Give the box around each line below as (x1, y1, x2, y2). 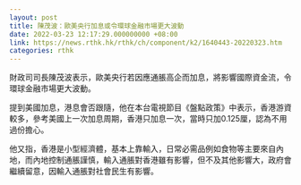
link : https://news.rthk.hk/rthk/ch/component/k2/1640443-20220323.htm (9, 38, 282, 47)
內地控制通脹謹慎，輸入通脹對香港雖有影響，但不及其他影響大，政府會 (32, 155, 292, 165)
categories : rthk (9, 46, 74, 55)
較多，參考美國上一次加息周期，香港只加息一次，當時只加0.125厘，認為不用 (9, 114, 288, 124)
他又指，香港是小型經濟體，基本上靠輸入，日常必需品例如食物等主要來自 (9, 144, 276, 155)
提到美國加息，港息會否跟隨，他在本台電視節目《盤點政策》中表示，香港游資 (9, 102, 292, 113)
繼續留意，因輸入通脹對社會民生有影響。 (9, 166, 159, 177)
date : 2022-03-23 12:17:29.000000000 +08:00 (9, 29, 178, 38)
